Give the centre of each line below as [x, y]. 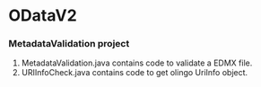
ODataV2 [43, 16]
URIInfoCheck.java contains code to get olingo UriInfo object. [135, 73]
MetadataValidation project [69, 44]
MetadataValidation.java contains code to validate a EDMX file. [137, 63]
